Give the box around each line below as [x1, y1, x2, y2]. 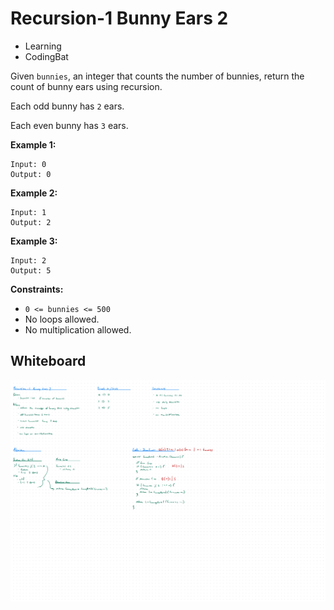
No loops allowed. [24, 313, 100, 325]
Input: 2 [10, 255, 47, 266]
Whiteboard [10, 353, 87, 370]
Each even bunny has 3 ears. [10, 119, 129, 131]
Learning [24, 40, 62, 52]
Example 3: [10, 235, 58, 247]
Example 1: [10, 138, 57, 151]
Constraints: [10, 283, 64, 295]
